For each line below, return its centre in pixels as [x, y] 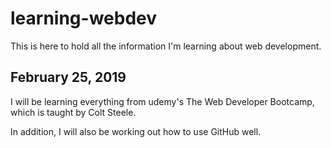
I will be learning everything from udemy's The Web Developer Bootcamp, [162, 101]
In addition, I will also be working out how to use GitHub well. [136, 131]
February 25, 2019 [68, 77]
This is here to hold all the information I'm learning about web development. [166, 46]
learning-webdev [84, 18]
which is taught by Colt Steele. [73, 112]
